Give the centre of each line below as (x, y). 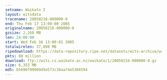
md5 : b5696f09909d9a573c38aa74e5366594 (46, 70)
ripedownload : (20, 51)
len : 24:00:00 (20, 38)
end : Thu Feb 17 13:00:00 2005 (38, 24)
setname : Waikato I (25, 10)
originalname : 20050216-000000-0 (40, 28)
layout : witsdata (23, 14)
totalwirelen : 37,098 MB (31, 47)
